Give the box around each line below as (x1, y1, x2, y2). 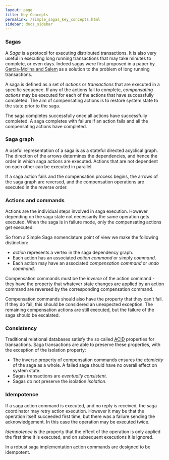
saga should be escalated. (5, 312, 60, 318)
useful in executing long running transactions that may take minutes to (5, 55, 151, 61)
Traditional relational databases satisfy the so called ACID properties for (5, 336, 155, 342)
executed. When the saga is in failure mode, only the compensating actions (5, 219, 161, 225)
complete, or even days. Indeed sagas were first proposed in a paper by (5, 60, 155, 66)
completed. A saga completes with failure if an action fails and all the (5, 118, 148, 124)
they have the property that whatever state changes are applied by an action (5, 281, 164, 287)
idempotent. (5, 449, 30, 455)
